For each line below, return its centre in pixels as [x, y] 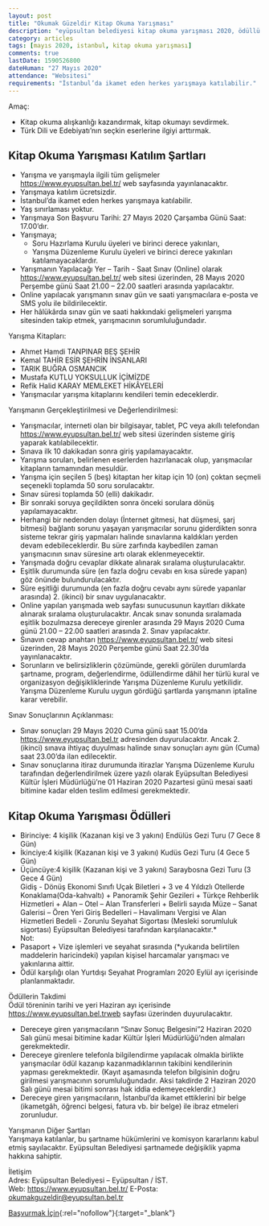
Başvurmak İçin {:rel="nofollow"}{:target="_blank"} [92, 1213]
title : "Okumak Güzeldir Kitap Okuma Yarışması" [91, 23]
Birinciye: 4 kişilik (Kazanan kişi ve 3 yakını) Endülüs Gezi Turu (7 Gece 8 [140, 835]
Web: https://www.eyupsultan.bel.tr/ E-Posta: [83, 1189]
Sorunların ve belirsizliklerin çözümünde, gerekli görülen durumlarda [133, 665]
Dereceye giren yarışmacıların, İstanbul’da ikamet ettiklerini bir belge [133, 1098]
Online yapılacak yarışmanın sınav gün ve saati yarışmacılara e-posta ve [139, 295]
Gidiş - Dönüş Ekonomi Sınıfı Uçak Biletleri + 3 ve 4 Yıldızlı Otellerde [132, 887]
